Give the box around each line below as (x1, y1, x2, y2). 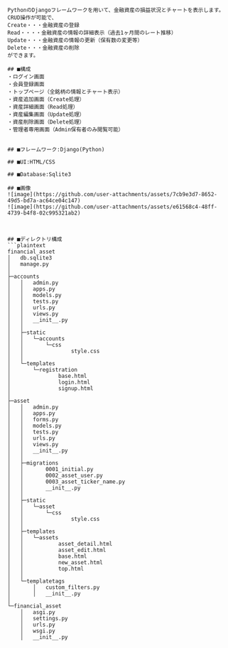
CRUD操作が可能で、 (7, 14, 58, 21)
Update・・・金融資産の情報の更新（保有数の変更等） (7, 37, 143, 44)
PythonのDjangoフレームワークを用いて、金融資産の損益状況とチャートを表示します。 (7, 6, 224, 13)
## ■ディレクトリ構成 (7, 236, 63, 243)
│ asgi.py (20, 609, 55, 616)
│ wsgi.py (20, 627, 55, 634)
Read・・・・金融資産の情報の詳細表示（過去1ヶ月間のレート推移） (7, 29, 177, 36)
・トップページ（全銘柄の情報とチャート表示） (7, 88, 124, 95)
